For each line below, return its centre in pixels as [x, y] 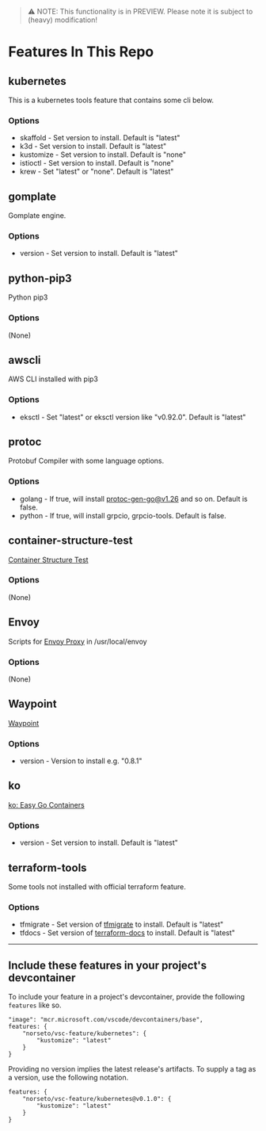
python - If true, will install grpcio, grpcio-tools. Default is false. [123, 515]
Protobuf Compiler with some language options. [86, 461]
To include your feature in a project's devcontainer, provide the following [127, 997]
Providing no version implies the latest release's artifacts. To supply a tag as [132, 1069]
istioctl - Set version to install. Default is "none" [97, 163]
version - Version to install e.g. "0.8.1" [81, 761]
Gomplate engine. [37, 216]
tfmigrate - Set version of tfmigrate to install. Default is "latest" [122, 925]
